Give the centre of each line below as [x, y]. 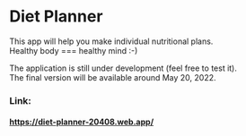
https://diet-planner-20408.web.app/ [82, 122]
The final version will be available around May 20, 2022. [113, 77]
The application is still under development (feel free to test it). [123, 68]
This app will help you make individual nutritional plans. [111, 41]
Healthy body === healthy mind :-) [74, 50]
